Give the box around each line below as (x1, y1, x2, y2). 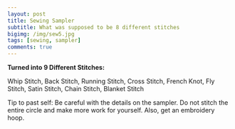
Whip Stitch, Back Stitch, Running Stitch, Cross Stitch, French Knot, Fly (7, 77, 215, 86)
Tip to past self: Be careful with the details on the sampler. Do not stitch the (7, 98, 229, 107)
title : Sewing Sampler (7, 17, 75, 24)
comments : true (7, 43, 53, 51)
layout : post (7, 10, 46, 18)
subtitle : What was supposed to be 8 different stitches (7, 24, 180, 31)
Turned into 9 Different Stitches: (7, 63, 105, 71)
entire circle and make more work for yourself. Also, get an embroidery (7, 106, 215, 114)
